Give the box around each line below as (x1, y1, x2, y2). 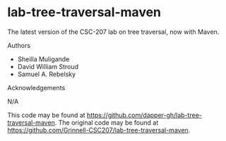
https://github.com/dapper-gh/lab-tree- (87, 111, 203, 119)
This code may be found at (7, 111, 86, 119)
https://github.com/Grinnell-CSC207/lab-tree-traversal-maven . (7, 125, 191, 134)
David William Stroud (17, 62, 79, 70)
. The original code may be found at (54, 118, 159, 127)
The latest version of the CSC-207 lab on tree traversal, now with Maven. (7, 27, 220, 36)
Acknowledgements (7, 83, 66, 92)
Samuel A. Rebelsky (17, 70, 76, 78)
